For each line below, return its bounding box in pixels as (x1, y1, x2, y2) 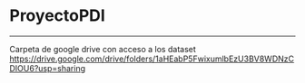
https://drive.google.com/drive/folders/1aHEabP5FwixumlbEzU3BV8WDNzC (9, 53, 295, 64)
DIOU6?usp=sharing (9, 62, 86, 73)
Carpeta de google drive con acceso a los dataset (9, 43, 197, 54)
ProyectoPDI (9, 5, 106, 26)
